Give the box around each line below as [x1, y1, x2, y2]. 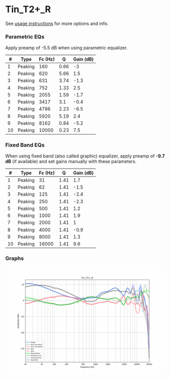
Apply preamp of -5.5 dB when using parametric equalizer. [5, 45, 128, 51]
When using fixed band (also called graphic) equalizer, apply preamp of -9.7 [5, 153, 165, 159]
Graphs [5, 255, 24, 262]
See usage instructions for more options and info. [5, 20, 109, 26]
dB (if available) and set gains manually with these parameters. [5, 158, 137, 165]
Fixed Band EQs [5, 141, 45, 148]
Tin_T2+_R [5, 4, 51, 15]
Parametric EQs [5, 33, 45, 40]
